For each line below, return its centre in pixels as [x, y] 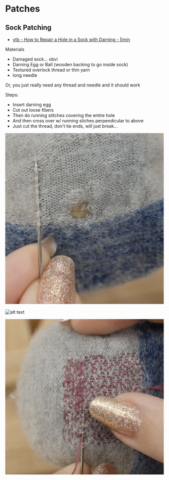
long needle [25, 75]
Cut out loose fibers [33, 110]
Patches [23, 9]
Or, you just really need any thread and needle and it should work [73, 85]
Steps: [12, 95]
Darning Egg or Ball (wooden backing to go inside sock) [70, 64]
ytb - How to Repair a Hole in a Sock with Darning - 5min [71, 39]
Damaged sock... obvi [35, 59]
